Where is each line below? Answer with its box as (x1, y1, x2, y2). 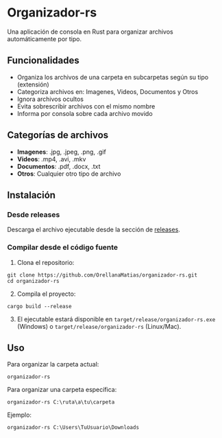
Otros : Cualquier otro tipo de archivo (16, 170, 121, 178)
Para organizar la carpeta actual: (7, 360, 99, 369)
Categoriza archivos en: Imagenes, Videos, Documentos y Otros (16, 87, 199, 95)
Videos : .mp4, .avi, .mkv (16, 154, 86, 163)
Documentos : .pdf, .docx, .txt (16, 162, 101, 170)
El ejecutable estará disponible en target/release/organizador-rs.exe (16, 314, 216, 323)
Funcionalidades (7, 55, 80, 67)
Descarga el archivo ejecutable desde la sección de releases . (7, 225, 180, 234)
